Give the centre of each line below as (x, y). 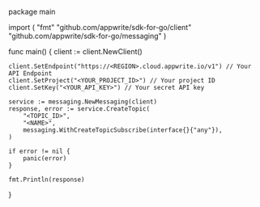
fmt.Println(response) (47, 180)
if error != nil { (39, 151)
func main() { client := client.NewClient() (76, 51)
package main (32, 12)
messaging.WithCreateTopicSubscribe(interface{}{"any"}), (123, 130)
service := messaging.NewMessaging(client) (83, 102)
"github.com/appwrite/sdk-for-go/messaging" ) (87, 36)
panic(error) (45, 158)
